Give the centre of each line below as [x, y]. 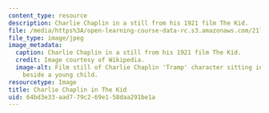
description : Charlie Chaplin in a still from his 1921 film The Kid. [128, 23]
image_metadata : [35, 45]
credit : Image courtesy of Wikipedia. [80, 60]
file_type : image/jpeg [46, 38]
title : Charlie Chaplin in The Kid [68, 90]
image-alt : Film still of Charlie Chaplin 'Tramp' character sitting [134, 68]
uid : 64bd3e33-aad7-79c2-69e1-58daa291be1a [82, 97]
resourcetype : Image [43, 82]
